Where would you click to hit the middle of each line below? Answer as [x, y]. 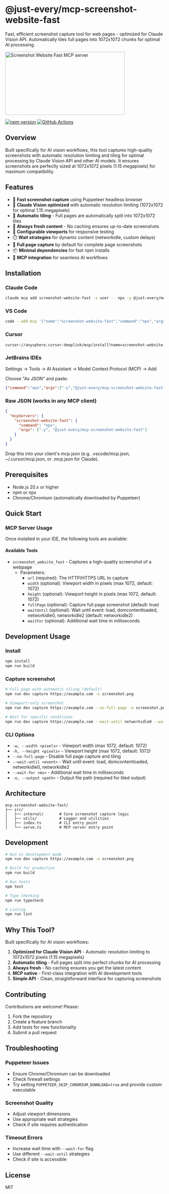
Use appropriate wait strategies [45, 1119]
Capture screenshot [30, 679]
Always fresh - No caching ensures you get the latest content [77, 968]
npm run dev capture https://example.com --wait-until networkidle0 [78, 722]
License [18, 1175]
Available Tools [21, 550]
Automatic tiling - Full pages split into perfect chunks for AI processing [87, 962]
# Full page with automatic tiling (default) [54, 690]
